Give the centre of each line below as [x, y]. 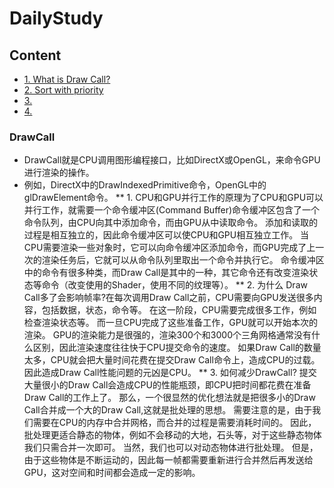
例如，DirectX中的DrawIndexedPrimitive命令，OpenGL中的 [145, 185]
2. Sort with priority [63, 90]
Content [35, 55]
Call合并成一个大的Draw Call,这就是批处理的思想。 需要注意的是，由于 [168, 410]
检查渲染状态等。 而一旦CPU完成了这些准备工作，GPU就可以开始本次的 [171, 323]
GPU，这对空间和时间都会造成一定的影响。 [112, 473]
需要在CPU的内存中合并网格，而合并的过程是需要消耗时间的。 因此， [174, 423]
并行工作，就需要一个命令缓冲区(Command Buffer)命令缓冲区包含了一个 [172, 210]
